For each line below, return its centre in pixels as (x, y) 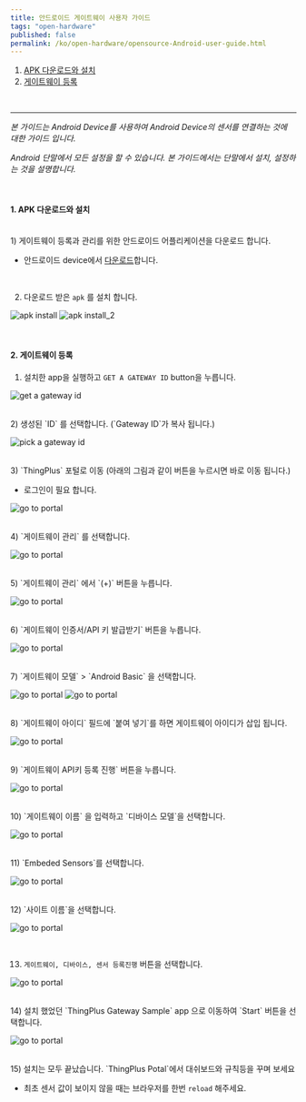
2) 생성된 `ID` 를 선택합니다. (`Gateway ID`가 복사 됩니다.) (113, 423)
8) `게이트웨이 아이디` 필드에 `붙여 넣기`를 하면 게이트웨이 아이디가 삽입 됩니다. (149, 723)
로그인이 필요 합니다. (60, 490)
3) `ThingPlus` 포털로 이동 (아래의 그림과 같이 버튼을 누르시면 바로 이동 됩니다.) (151, 470)
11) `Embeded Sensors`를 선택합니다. (77, 863)
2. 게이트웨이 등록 (42, 355)
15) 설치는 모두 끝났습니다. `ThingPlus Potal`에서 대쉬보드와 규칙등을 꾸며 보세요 (153, 1068)
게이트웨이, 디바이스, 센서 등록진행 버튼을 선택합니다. (113, 964)
